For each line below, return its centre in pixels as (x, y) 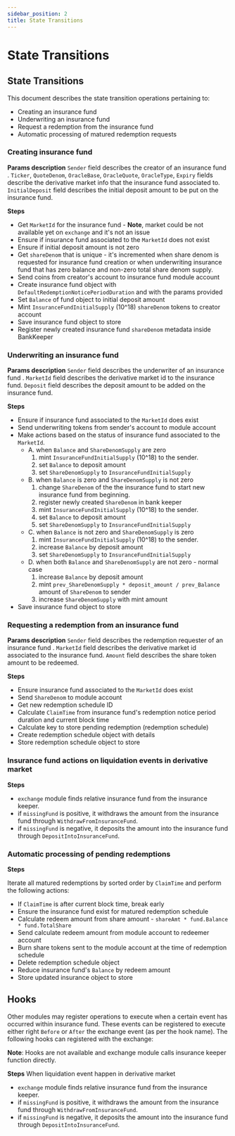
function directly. (32, 1060)
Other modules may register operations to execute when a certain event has (118, 1016)
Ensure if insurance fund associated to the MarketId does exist (108, 420)
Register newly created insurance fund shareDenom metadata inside (114, 329)
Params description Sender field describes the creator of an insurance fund (117, 167)
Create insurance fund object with (67, 284)
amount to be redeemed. (43, 663)
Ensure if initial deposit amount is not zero (78, 247)
